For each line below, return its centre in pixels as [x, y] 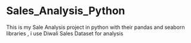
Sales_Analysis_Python [66, 11]
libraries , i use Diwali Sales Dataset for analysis [65, 33]
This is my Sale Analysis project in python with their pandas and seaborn [95, 27]
